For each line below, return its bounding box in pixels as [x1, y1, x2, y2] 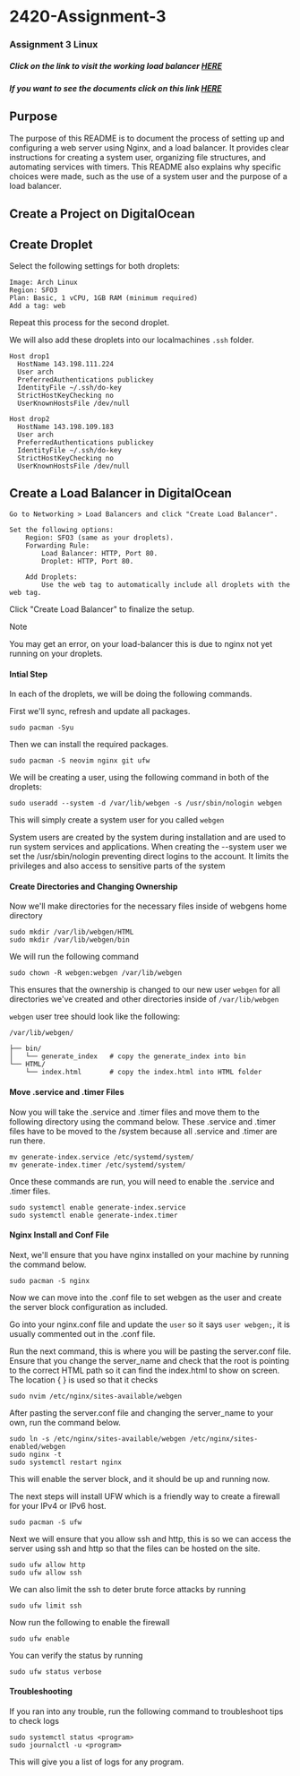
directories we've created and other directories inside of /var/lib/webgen [9, 994, 279, 1004]
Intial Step [9, 668, 48, 679]
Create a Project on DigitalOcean [9, 206, 195, 221]
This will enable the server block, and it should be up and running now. [9, 1473, 270, 1484]
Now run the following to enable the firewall [9, 1617, 170, 1627]
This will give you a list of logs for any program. [9, 1756, 184, 1767]
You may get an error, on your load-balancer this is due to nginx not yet [9, 638, 273, 649]
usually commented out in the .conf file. [9, 1328, 156, 1339]
